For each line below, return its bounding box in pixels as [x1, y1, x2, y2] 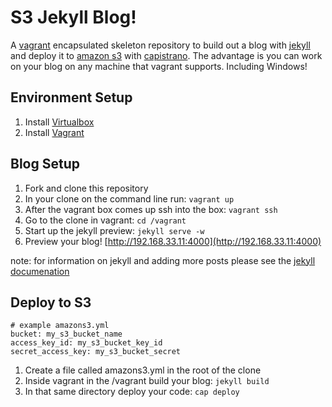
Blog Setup [10, 156, 80, 173]
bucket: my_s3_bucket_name [10, 329, 123, 340]
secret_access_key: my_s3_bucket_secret [10, 347, 182, 357]
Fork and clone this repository [24, 182, 149, 194]
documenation [10, 265, 70, 277]
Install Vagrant [24, 126, 85, 138]
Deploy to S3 [10, 294, 92, 311]
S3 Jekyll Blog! [10, 6, 137, 29]
